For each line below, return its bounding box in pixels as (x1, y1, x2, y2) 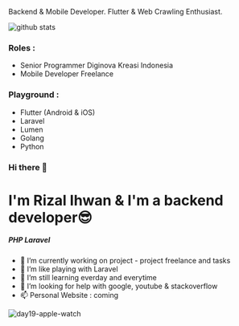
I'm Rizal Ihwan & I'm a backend (8, 191, 224, 210)
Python (19, 141, 44, 151)
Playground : (8, 89, 60, 100)
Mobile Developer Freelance (19, 69, 114, 79)
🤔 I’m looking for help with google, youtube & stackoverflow (19, 281, 218, 291)
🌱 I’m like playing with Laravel (19, 264, 118, 274)
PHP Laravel (8, 235, 51, 245)
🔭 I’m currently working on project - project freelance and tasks (19, 255, 231, 265)
